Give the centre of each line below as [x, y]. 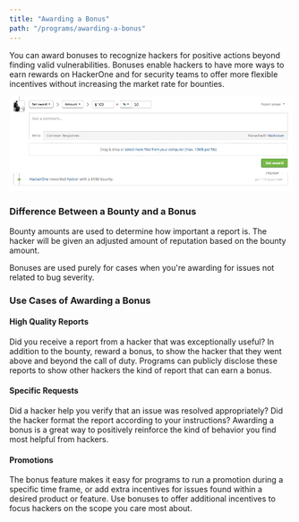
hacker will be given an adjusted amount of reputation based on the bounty [148, 240]
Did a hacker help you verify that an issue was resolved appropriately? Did [146, 410]
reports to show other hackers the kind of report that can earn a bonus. [141, 370]
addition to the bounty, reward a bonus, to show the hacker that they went [145, 351]
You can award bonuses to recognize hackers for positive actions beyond [145, 55]
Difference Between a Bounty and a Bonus [103, 212]
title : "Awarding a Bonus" [60, 19]
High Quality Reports [49, 322]
